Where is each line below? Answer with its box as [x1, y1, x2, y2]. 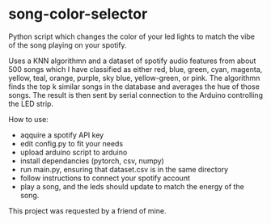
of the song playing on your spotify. [8, 40, 127, 49]
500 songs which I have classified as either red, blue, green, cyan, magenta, [8, 64, 263, 74]
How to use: [8, 114, 49, 124]
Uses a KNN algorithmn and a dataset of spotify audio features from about [8, 56, 256, 66]
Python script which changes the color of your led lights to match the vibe [8, 32, 255, 41]
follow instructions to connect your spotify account [19, 173, 190, 183]
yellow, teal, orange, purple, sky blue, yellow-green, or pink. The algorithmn [8, 73, 260, 82]
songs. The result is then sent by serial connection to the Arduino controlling [8, 90, 263, 99]
